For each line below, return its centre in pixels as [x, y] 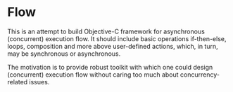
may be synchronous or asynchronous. [64, 54]
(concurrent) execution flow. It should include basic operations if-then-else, [117, 38]
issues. [39, 82]
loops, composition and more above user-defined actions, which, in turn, [113, 46]
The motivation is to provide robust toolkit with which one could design [110, 67]
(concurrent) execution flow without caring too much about [93, 75]
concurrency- [200, 75]
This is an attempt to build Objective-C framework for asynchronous [106, 31]
